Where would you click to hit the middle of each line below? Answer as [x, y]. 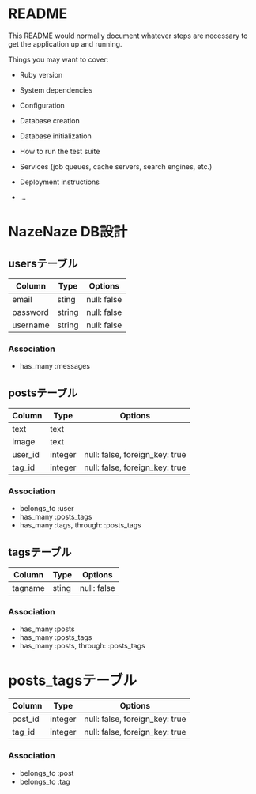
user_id [26, 455]
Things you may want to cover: [58, 59]
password [30, 312]
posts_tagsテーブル [72, 680]
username [31, 325]
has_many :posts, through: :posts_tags [82, 646]
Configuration [42, 105]
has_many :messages [55, 366]
